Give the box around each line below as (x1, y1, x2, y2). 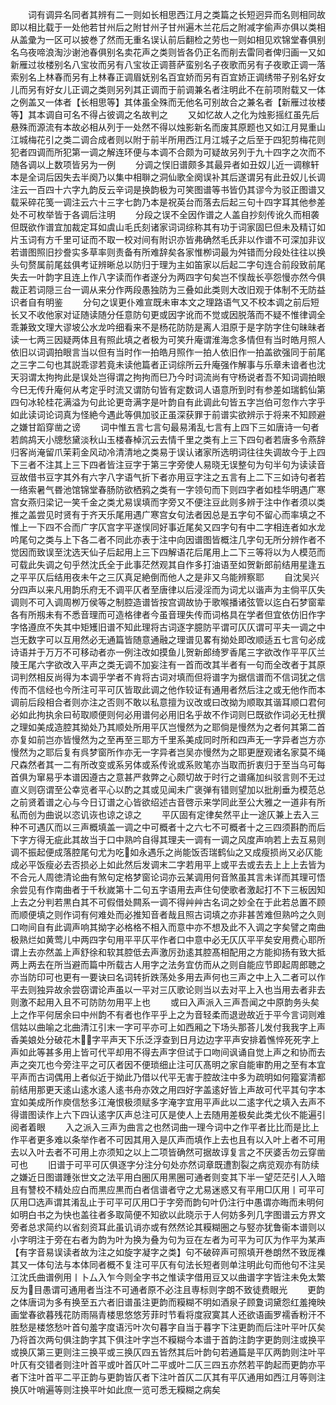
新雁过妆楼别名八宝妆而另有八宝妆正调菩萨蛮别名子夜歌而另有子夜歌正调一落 (10, 59, 326, 70)
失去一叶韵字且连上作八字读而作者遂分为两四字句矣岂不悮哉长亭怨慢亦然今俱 (10, 271, 326, 283)
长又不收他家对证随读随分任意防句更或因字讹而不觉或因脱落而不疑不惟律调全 (10, 309, 326, 320)
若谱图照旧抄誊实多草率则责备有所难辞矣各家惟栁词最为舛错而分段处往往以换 (10, 246, 326, 258)
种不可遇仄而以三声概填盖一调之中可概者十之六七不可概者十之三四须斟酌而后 (10, 821, 326, 833)
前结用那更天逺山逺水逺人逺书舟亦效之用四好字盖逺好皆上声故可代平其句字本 (10, 1084, 326, 1095)
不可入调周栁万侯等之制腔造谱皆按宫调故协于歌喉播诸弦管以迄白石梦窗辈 (27, 596, 326, 608)
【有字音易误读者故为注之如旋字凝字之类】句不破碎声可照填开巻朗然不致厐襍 (10, 1246, 326, 1258)
